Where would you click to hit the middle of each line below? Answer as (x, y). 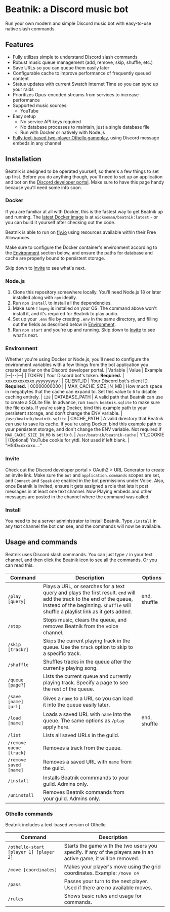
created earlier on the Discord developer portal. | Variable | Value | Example (84, 370)
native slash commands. (31, 28)
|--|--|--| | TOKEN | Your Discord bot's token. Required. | (65, 376)
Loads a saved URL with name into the (87, 714)
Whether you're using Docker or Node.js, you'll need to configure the (77, 359)
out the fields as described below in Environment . (64, 324)
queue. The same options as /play (84, 720)
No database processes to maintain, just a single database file (85, 127)
